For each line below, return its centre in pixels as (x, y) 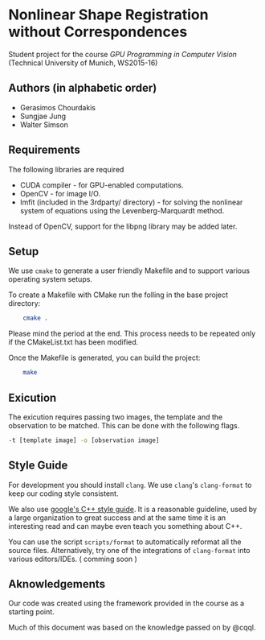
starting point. (31, 612)
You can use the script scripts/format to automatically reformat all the (125, 542)
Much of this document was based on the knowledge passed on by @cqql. (132, 628)
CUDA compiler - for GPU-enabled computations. (102, 185)
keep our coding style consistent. (63, 493)
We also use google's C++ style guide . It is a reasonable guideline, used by (132, 509)
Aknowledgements (57, 584)
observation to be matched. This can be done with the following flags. (124, 425)
